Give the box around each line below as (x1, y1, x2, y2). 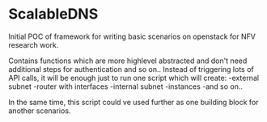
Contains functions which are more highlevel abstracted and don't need (8, 56, 248, 65)
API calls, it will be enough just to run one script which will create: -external (8, 73, 260, 82)
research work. (8, 40, 59, 49)
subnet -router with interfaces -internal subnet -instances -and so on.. (8, 82, 244, 91)
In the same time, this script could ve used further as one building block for (8, 97, 259, 107)
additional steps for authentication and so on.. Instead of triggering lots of (8, 64, 254, 74)
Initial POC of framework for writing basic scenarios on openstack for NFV (8, 32, 256, 41)
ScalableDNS (8, 5, 99, 23)
